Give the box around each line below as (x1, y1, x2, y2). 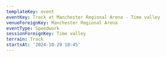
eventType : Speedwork (6, 25, 60, 31)
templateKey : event (6, 8, 55, 15)
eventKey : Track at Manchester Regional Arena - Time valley (6, 14, 161, 20)
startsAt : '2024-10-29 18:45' (6, 42, 81, 48)
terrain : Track (6, 36, 44, 42)
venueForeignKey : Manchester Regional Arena (6, 20, 118, 26)
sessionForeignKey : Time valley (6, 31, 86, 37)
